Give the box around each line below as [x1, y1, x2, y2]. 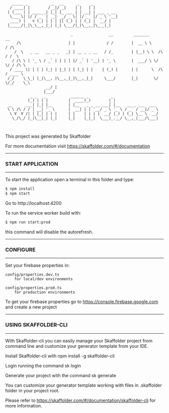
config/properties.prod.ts [5, 285, 62, 291]
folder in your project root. [5, 387, 60, 393]
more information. [5, 402, 42, 408]
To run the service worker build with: [5, 210, 81, 216]
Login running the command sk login [5, 363, 81, 369]
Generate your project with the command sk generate [5, 372, 117, 378]
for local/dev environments [14, 277, 73, 282]
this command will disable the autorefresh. [5, 229, 94, 235]
